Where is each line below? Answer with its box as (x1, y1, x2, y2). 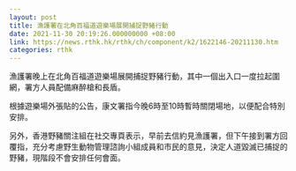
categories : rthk (9, 46, 73, 55)
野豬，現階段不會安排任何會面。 (9, 152, 125, 163)
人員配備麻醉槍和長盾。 (39, 82, 125, 93)
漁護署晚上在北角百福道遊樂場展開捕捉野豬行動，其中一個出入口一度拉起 (9, 71, 272, 82)
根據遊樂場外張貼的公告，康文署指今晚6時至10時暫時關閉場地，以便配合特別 (9, 100, 285, 111)
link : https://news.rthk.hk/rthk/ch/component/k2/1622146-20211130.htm (9, 37, 278, 47)
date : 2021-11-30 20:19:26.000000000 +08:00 (9, 29, 176, 38)
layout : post (9, 12, 57, 22)
